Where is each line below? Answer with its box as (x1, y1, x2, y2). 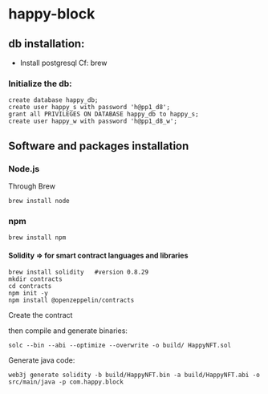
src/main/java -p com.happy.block (8, 378, 124, 386)
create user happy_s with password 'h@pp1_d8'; (8, 104, 171, 112)
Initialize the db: (8, 78, 72, 89)
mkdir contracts (8, 275, 63, 283)
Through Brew (8, 181, 56, 191)
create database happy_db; (8, 96, 99, 104)
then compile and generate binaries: (8, 326, 128, 335)
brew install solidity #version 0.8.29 (8, 268, 149, 277)
